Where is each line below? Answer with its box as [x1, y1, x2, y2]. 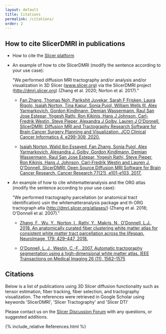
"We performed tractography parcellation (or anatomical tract [12, 194, 137, 201]
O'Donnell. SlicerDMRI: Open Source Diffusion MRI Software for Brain [19, 165, 161, 171]
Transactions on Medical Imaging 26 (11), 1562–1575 [19, 256, 125, 262]
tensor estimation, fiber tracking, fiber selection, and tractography [5, 288, 139, 294]
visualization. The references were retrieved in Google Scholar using [5, 293, 145, 300]
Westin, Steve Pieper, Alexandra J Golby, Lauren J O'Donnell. [35, 118, 160, 124]
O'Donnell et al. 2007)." [12, 210, 60, 216]
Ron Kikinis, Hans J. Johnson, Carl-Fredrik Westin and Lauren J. [19, 160, 150, 166]
